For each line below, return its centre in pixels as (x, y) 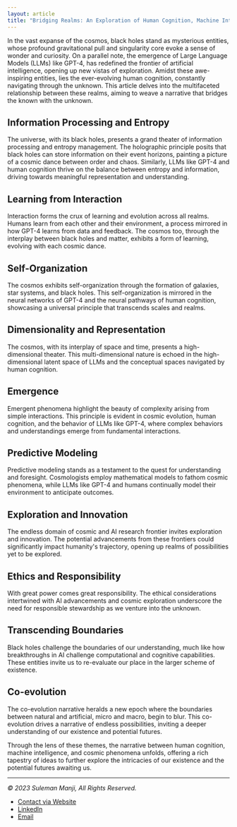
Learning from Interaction (65, 199)
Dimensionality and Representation (86, 330)
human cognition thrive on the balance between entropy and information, (114, 169)
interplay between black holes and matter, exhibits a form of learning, (108, 239)
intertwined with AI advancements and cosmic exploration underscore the (115, 601)
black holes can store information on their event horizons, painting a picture (117, 154)
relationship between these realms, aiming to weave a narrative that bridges (117, 93)
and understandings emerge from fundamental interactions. (94, 431)
